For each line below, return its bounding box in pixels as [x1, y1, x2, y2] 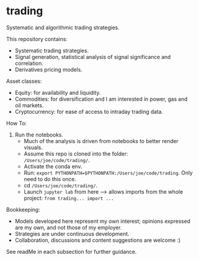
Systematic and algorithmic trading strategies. [6, 24, 120, 31]
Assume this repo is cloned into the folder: [23, 150, 128, 157]
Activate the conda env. [23, 163, 82, 170]
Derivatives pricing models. [14, 66, 82, 73]
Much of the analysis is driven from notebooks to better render [23, 137, 179, 144]
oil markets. [14, 101, 44, 108]
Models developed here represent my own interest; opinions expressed [14, 218, 191, 225]
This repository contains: [6, 35, 68, 42]
